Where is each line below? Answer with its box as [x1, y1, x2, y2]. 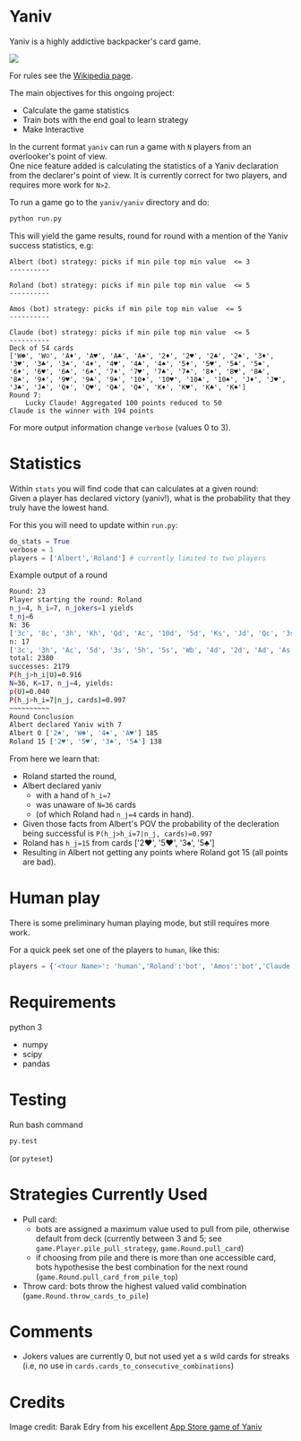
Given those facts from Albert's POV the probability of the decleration [21, 819, 279, 829]
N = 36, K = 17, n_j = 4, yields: [9, 679, 115, 688]
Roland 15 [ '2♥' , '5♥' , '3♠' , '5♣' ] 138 [9, 737, 163, 746]
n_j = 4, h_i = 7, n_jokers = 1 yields [9, 603, 134, 613]
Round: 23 [9, 587, 47, 596]
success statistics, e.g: [9, 239, 94, 250]
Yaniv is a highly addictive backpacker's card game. [9, 36, 202, 47]
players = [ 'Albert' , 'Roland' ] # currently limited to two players [9, 553, 267, 562]
